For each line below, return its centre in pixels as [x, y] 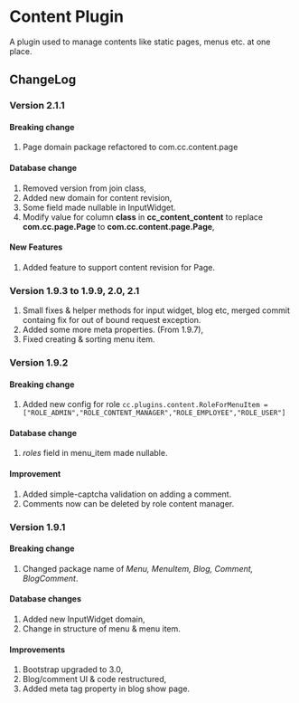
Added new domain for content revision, [97, 197]
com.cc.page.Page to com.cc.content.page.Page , [118, 226]
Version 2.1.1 [37, 106]
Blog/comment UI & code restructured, [94, 679]
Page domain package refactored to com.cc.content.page [130, 147]
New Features [36, 247]
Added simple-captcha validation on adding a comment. [127, 494]
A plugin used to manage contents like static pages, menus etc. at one [140, 42]
